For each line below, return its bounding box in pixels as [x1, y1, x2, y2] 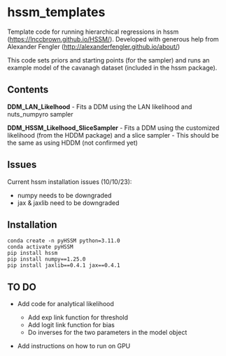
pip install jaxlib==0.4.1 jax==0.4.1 [7, 262, 120, 269]
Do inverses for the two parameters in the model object [27, 328, 188, 337]
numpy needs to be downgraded [17, 191, 112, 199]
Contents [7, 84, 49, 95]
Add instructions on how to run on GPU [17, 342, 131, 350]
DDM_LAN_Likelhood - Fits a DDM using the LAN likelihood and [7, 103, 192, 111]
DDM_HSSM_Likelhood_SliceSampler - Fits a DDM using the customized [7, 124, 220, 132]
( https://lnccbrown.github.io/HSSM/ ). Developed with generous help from [7, 34, 219, 43]
